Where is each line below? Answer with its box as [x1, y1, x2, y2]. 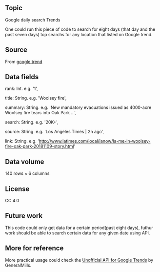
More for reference [5, 244, 64, 252]
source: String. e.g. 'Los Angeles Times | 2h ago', [5, 129, 104, 135]
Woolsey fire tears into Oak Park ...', [5, 110, 77, 116]
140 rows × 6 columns [5, 170, 50, 176]
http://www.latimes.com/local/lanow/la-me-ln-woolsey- [39, 138, 151, 144]
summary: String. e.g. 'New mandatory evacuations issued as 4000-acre [5, 105, 152, 110]
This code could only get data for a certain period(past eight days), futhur [5, 225, 154, 230]
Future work [5, 212, 43, 220]
